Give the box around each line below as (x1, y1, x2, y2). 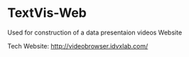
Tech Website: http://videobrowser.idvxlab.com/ (7, 42, 148, 50)
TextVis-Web (7, 5, 87, 21)
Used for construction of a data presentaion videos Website (7, 28, 183, 37)
